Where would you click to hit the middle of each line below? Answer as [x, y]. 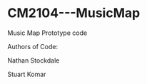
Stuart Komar [27, 74]
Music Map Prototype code [47, 33]
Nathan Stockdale [34, 60]
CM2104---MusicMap [74, 13]
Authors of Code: [33, 46]
